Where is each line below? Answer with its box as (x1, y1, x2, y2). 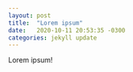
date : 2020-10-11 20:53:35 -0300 (8, 26, 126, 34)
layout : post (8, 11, 51, 20)
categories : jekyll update (8, 33, 97, 42)
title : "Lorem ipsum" (8, 19, 83, 27)
